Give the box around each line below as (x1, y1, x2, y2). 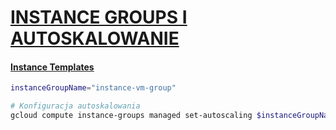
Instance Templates (10, 61, 95, 73)
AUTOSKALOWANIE (10, 27, 180, 50)
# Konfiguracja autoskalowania (10, 101, 141, 111)
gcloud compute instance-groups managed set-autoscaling (10, 111, 253, 121)
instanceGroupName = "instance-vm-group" (10, 83, 177, 93)
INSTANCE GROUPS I (10, 6, 188, 29)
